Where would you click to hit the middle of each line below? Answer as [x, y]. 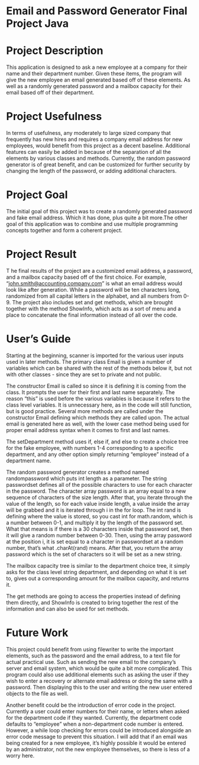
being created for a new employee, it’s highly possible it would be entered [96, 743]
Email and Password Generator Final [97, 11]
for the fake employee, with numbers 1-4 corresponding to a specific [90, 448]
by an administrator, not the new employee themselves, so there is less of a [98, 749]
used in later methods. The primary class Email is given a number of [89, 361]
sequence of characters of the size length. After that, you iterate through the [99, 497]
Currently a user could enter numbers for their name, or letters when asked [98, 711]
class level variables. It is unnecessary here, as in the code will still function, [99, 405]
